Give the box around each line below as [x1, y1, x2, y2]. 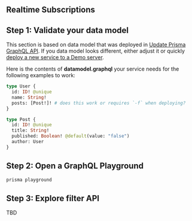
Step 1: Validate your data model [6, 25, 129, 35]
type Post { [6, 116, 36, 122]
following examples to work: [6, 72, 76, 79]
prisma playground [6, 177, 52, 183]
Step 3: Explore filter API [6, 193, 100, 203]
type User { [6, 83, 36, 89]
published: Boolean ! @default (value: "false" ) [11, 133, 130, 140]
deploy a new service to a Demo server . [6, 54, 105, 61]
